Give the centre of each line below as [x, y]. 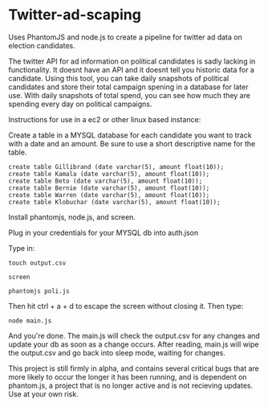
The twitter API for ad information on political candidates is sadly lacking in [132, 61]
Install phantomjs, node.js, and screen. [72, 217]
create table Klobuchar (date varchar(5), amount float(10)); [114, 202]
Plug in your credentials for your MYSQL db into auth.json [104, 232]
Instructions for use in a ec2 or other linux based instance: [105, 119]
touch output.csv [37, 263]
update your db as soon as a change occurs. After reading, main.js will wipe [134, 344]
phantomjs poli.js [39, 291]
